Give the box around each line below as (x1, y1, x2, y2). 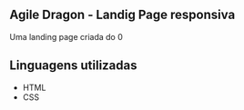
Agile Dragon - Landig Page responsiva (9, 7, 236, 23)
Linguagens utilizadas (9, 58, 138, 74)
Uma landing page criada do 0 (9, 31, 123, 42)
